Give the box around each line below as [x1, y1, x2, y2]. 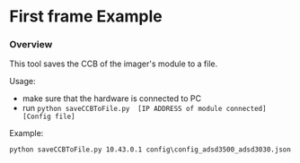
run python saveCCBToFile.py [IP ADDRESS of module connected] [22, 103, 267, 114]
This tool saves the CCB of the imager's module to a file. [9, 58, 218, 69]
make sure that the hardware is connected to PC [22, 93, 202, 104]
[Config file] [22, 112, 75, 122]
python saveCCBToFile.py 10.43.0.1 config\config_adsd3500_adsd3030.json [9, 145, 292, 154]
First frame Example [9, 6, 163, 27]
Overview [9, 39, 53, 51]
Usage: [9, 76, 36, 87]
